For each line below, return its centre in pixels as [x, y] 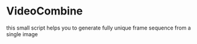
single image [22, 34]
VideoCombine [45, 11]
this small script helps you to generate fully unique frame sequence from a [98, 28]
